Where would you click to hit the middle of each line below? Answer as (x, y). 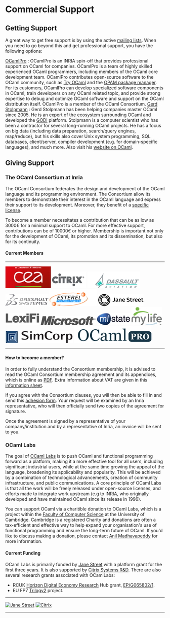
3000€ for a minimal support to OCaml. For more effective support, (75, 225)
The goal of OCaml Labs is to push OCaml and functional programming (79, 456)
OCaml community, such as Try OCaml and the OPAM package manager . (81, 82)
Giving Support (30, 163)
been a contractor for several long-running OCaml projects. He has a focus (83, 126)
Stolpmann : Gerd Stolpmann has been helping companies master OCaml (81, 109)
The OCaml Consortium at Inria (44, 178)
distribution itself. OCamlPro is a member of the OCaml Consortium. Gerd (81, 104)
